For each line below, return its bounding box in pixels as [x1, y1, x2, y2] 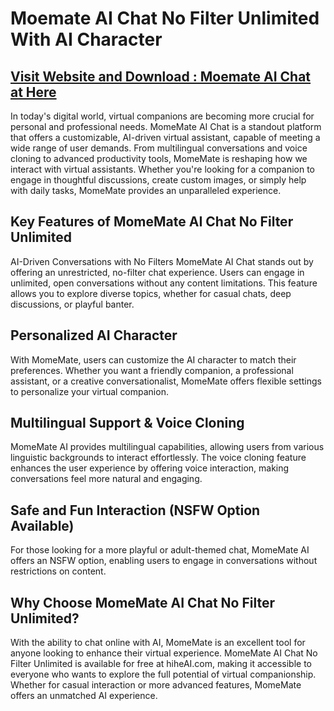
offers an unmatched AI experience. [10, 690, 158, 702]
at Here [10, 83, 57, 101]
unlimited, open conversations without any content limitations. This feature [10, 277, 318, 289]
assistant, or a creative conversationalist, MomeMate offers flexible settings [10, 375, 322, 387]
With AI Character [10, 28, 163, 51]
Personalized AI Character [10, 327, 178, 344]
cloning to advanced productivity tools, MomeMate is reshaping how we [10, 153, 308, 164]
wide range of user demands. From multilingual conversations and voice [10, 142, 308, 154]
